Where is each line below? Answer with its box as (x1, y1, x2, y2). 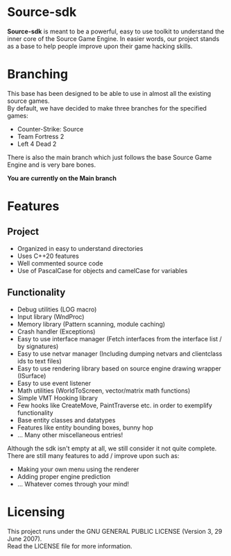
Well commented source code (17, 259, 103, 268)
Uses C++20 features (17, 252, 80, 260)
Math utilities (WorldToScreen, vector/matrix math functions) (17, 386, 191, 395)
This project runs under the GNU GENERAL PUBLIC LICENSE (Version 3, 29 (7, 527, 223, 535)
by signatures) (17, 342, 59, 350)
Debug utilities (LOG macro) (17, 305, 97, 313)
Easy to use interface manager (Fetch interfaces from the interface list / (17, 334, 222, 343)
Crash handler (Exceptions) (17, 327, 96, 336)
